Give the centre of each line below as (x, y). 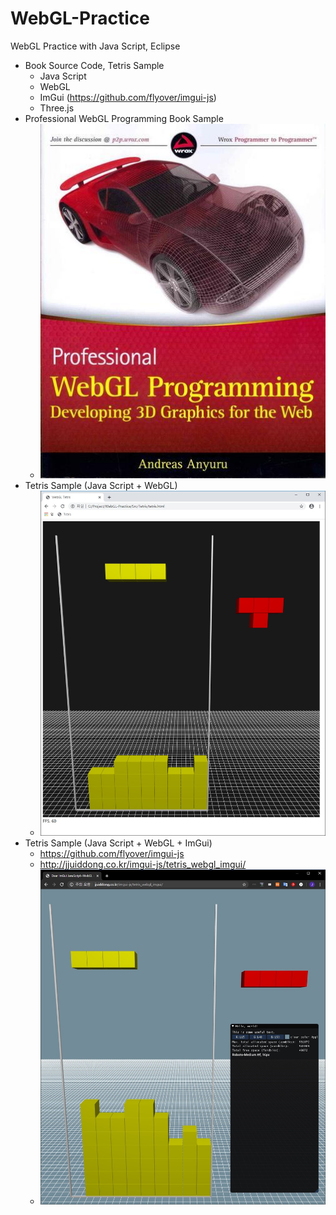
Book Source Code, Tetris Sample (94, 65)
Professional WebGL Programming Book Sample (124, 118)
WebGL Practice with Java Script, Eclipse (95, 46)
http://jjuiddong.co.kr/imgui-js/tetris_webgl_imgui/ (143, 864)
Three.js (57, 108)
